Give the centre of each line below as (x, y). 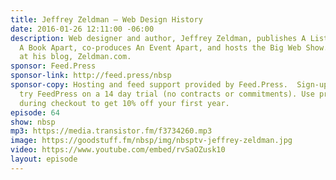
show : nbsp (33, 122)
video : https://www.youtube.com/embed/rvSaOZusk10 (118, 150)
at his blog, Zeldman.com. (75, 57)
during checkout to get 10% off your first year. (124, 103)
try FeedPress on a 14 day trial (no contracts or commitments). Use (167, 94)
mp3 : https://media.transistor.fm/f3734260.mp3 (111, 131)
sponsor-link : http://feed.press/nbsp (91, 76)
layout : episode (44, 159)
